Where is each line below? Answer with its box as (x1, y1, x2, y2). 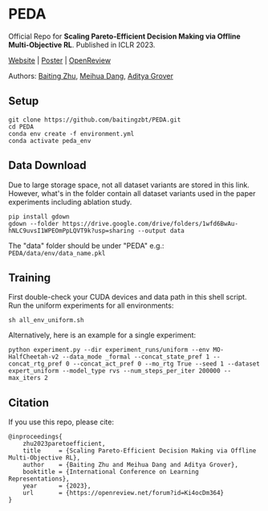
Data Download (8, 158, 87, 173)
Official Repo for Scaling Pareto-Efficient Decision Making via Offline (8, 31, 241, 41)
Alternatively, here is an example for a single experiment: (8, 330, 197, 340)
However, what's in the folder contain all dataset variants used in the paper (8, 188, 256, 198)
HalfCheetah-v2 (8, 353, 59, 362)
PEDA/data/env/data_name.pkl (8, 249, 106, 257)
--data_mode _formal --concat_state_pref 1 (62, 353, 210, 362)
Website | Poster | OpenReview (8, 55, 111, 65)
